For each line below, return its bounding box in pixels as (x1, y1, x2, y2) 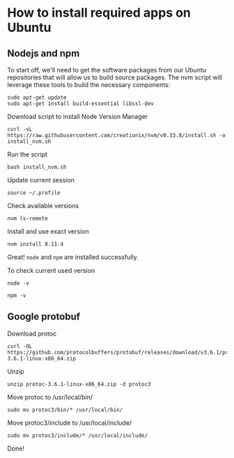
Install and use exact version (7, 228, 89, 235)
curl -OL (7, 342, 33, 349)
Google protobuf (7, 311, 81, 323)
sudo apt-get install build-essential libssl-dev (7, 100, 155, 107)
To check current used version (7, 267, 95, 274)
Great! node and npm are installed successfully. (7, 253, 139, 261)
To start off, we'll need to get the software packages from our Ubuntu (7, 66, 207, 74)
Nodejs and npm (7, 47, 80, 59)
